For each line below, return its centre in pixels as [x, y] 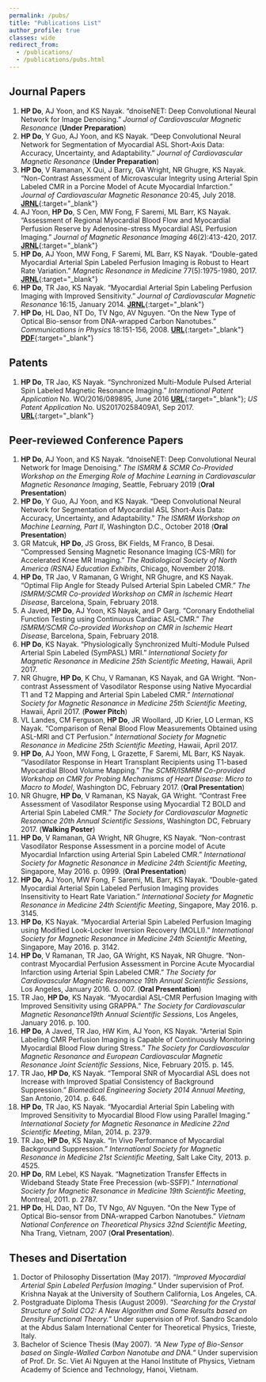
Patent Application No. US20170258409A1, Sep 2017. [107, 407]
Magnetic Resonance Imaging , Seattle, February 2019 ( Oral [118, 484]
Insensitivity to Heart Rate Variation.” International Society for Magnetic [137, 897]
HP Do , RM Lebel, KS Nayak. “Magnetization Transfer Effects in [123, 1174]
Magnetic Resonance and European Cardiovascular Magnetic [122, 1057]
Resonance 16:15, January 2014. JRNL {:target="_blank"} [112, 304]
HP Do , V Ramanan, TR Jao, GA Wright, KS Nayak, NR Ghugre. [122, 955]
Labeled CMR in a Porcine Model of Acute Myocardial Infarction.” [126, 186]
